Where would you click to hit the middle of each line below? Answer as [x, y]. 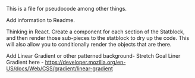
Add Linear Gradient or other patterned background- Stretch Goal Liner [93, 56]
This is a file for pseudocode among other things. [66, 9]
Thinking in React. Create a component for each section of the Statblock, [96, 32]
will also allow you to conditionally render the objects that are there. [89, 44]
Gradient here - [25, 62]
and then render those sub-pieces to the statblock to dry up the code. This [98, 38]
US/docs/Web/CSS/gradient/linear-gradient [59, 68]
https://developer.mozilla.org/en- [85, 62]
